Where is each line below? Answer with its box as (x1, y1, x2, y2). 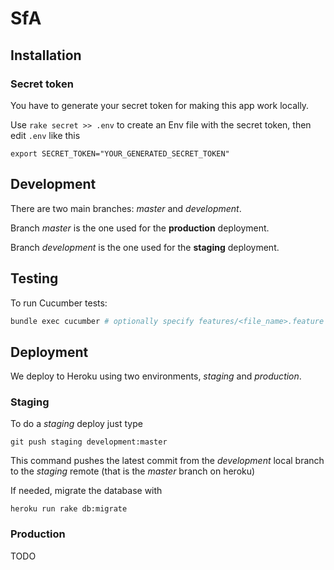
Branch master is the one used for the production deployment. (10, 222, 270, 234)
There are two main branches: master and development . (10, 202, 242, 214)
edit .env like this (10, 129, 81, 141)
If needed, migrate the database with (10, 485, 163, 497)
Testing (10, 270, 59, 287)
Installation (10, 47, 82, 64)
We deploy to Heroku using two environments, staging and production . (10, 370, 302, 382)
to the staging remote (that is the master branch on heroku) (10, 465, 256, 477)
